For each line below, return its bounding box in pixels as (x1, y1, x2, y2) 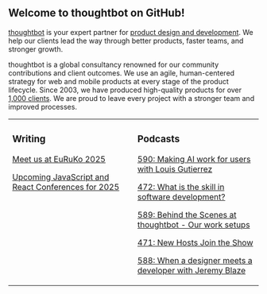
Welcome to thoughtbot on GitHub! (8, 6, 185, 20)
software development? (137, 191, 226, 202)
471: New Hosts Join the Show (137, 237, 253, 248)
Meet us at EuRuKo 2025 (12, 153, 106, 164)
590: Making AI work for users (137, 153, 251, 164)
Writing (12, 133, 46, 145)
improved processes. (8, 102, 78, 111)
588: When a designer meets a (137, 254, 253, 265)
